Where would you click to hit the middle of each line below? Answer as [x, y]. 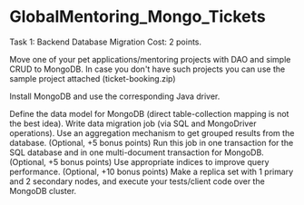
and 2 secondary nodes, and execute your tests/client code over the [137, 181]
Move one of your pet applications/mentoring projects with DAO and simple [150, 59]
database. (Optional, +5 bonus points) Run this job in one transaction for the [152, 142]
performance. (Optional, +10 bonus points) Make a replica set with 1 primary [152, 171]
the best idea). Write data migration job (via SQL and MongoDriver [133, 123]
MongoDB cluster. [43, 190]
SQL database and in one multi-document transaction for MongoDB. [137, 152]
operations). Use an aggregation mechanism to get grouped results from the [152, 132]
